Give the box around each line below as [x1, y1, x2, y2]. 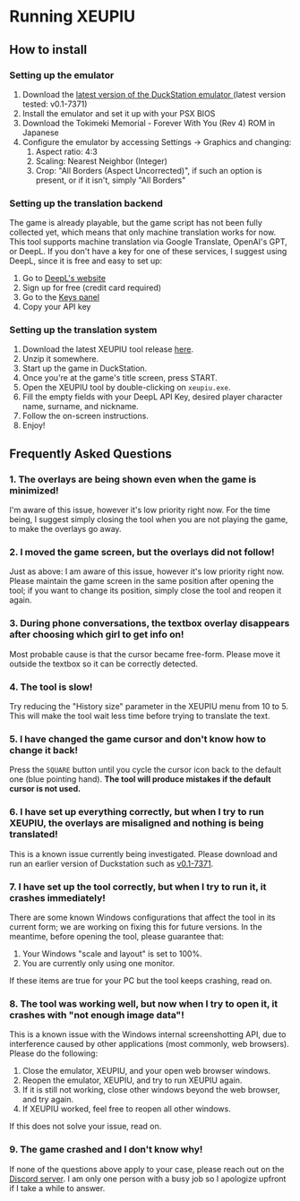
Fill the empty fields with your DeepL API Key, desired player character [21, 391, 283, 402]
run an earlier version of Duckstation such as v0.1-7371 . [9, 858, 214, 869]
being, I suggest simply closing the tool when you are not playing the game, [9, 514, 288, 525]
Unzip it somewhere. [21, 354, 99, 365]
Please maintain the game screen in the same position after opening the [9, 576, 275, 587]
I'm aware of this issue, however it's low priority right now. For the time [9, 504, 270, 516]
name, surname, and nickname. [21, 401, 139, 412]
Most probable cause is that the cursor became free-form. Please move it [9, 648, 280, 659]
